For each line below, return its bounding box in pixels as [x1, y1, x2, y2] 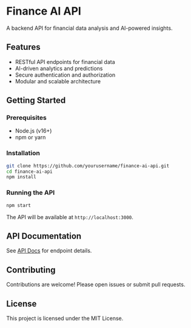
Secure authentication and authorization [15, 71, 116, 79]
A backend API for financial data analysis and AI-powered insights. [6, 24, 173, 32]
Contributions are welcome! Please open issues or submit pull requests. [6, 281, 186, 288]
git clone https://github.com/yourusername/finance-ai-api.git [6, 162, 170, 169]
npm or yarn [15, 134, 46, 141]
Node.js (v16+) [15, 127, 52, 134]
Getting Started [6, 96, 66, 106]
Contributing [6, 265, 56, 275]
